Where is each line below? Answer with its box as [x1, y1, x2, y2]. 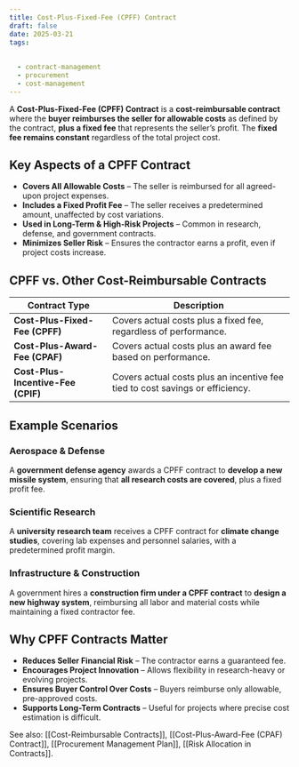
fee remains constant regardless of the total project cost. [9, 132, 221, 142]
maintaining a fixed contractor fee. [9, 606, 136, 617]
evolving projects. [21, 675, 88, 685]
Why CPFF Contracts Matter [9, 632, 168, 647]
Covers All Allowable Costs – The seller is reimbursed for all [21, 181, 245, 192]
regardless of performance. [111, 325, 227, 338]
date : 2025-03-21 [9, 29, 74, 38]
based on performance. [111, 351, 211, 364]
